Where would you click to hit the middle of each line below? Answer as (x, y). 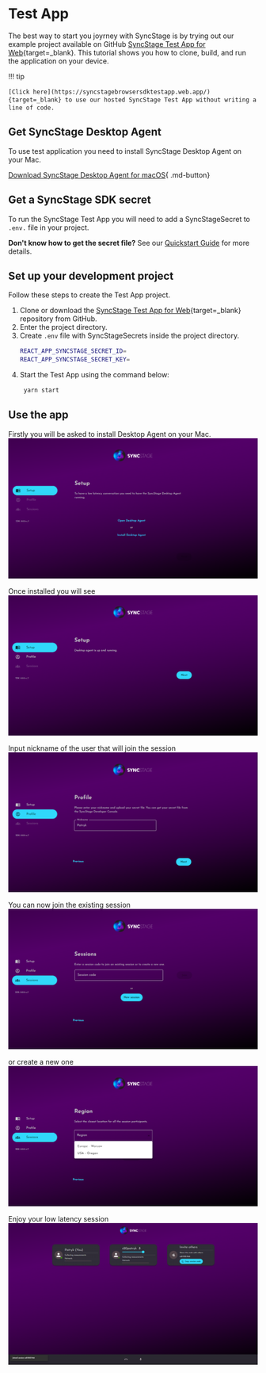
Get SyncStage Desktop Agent (85, 132)
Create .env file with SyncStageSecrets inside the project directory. (129, 336)
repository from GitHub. (58, 319)
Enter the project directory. (64, 327)
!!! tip (17, 76)
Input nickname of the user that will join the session (92, 748)
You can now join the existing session (69, 905)
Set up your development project (91, 275)
